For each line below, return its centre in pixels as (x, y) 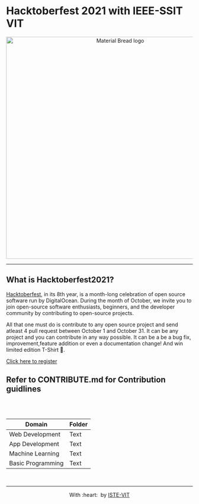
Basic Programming (36, 463)
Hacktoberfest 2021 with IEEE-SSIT (94, 11)
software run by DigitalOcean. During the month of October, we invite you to (99, 300)
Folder (78, 424)
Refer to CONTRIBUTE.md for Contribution (86, 380)
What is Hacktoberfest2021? (60, 280)
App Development (34, 444)
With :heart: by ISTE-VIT (99, 495)
